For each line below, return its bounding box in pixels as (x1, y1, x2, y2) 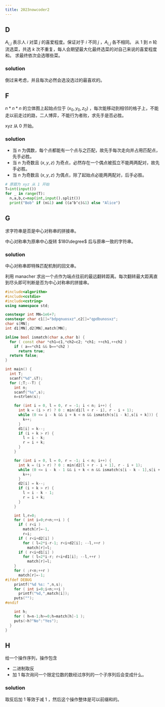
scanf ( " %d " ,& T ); (9, 376, 43, 381)
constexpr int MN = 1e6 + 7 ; (5, 312, 56, 317)
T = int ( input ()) (5, 186, 37, 192)
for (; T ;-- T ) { (9, 380, 41, 386)
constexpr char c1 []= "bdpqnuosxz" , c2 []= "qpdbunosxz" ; (5, 317, 119, 322)
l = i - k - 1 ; (23, 490, 54, 495)
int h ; (14, 609, 28, 615)
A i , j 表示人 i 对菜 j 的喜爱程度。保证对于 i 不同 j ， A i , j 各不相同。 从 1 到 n (5, 39, 152, 46)
